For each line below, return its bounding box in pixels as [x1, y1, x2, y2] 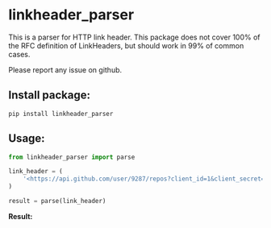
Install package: [8, 89, 91, 102]
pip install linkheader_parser [8, 110, 114, 118]
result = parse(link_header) [8, 197, 106, 205]
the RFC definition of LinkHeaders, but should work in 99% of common [8, 40, 244, 50]
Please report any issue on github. [8, 64, 123, 74]
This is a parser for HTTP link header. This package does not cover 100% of [8, 32, 261, 42]
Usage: [8, 131, 46, 146]
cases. [8, 49, 31, 59]
